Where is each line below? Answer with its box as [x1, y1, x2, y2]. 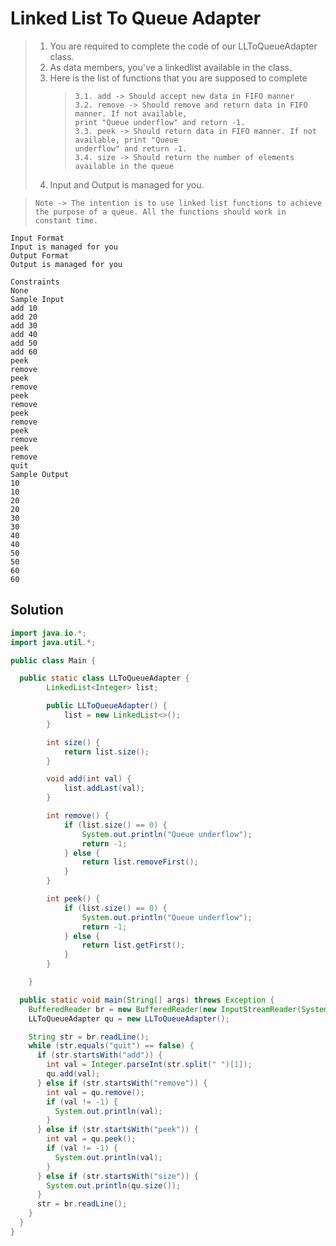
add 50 [10, 338, 38, 348]
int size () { [46, 737, 101, 747]
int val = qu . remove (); [46, 1087, 145, 1097]
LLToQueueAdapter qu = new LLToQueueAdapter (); [28, 1013, 230, 1024]
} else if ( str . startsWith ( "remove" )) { [36, 1078, 208, 1088]
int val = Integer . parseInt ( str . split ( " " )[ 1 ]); [46, 1060, 253, 1070]
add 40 [10, 329, 38, 339]
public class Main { [10, 655, 97, 666]
